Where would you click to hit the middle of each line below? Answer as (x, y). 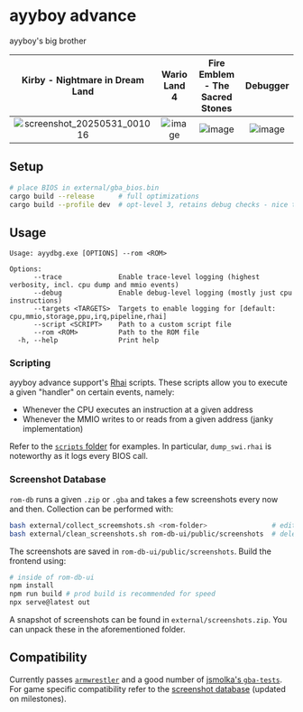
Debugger (267, 85)
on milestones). (38, 698)
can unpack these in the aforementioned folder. (97, 630)
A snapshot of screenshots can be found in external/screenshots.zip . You (148, 620)
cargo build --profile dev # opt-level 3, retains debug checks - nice (149, 204)
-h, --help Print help (88, 341)
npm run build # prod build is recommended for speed (113, 594)
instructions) (36, 301)
